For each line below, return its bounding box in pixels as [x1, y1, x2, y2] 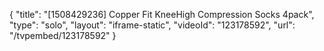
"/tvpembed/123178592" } [9, 30, 117, 41]
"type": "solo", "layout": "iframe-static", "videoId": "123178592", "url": [9, 19, 296, 31]
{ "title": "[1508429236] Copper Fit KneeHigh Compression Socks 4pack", [9, 9, 315, 20]
